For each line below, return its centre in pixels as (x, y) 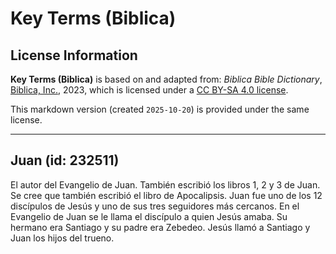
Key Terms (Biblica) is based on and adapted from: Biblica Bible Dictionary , (166, 79)
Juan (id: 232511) (65, 160)
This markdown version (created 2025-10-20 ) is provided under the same (160, 109)
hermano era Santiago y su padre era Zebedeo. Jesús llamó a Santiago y (160, 227)
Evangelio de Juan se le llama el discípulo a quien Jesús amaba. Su (149, 216)
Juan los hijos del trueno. (62, 238)
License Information (74, 55)
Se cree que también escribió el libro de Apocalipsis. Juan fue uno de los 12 (166, 195)
